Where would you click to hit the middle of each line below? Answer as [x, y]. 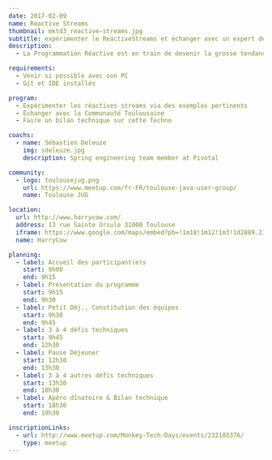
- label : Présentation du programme [77, 285]
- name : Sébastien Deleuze [61, 143]
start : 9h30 [43, 315]
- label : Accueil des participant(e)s [81, 262]
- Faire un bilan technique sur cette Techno [94, 121]
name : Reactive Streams [49, 24]
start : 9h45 [43, 337]
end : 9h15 [40, 277]
